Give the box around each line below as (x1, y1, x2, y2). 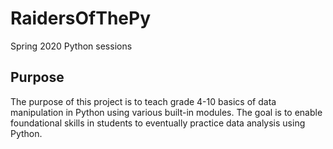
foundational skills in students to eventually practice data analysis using (10, 117, 306, 129)
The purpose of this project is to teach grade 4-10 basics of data (10, 95, 277, 107)
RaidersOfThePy (10, 7, 152, 30)
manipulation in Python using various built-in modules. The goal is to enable (10, 106, 323, 118)
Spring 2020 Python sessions (10, 40, 133, 52)
